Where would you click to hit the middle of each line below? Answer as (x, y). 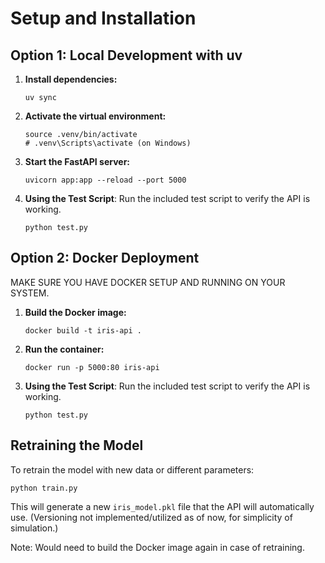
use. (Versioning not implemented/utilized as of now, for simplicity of (151, 517)
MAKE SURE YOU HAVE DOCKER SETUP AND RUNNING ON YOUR (148, 282)
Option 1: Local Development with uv (126, 55)
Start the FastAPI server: (77, 161)
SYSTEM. (30, 293)
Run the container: (64, 349)
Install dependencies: (71, 79)
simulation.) (34, 528)
